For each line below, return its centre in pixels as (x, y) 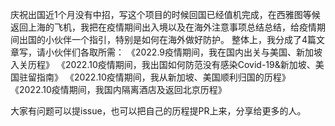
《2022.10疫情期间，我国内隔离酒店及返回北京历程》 (118, 89)
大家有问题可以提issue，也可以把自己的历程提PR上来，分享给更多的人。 (158, 111)
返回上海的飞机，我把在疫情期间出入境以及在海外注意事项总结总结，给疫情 (163, 27)
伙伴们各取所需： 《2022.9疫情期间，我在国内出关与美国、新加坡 (188, 52)
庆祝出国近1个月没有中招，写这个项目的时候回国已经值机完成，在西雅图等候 (165, 14)
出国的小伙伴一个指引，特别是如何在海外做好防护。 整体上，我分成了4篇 (167, 39)
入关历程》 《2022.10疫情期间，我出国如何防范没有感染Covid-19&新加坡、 (163, 64)
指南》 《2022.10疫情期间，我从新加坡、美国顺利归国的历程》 (163, 77)
